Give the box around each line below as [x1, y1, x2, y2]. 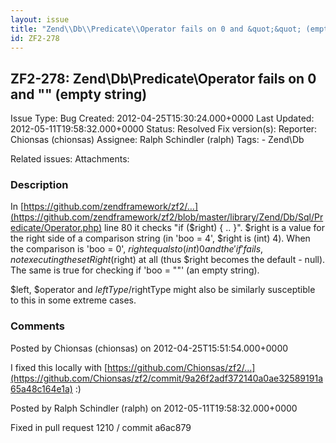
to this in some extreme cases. [10, 294, 137, 306]
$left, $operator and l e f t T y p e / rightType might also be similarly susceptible [10, 284, 316, 296]
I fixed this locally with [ [10, 361, 108, 373]
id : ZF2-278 [10, 33, 60, 43]
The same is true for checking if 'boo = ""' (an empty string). [10, 264, 260, 276]
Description [10, 178, 69, 192]
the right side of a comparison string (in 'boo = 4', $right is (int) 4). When [10, 232, 311, 245]
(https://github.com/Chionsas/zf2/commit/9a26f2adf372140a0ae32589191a [10, 372, 323, 384]
